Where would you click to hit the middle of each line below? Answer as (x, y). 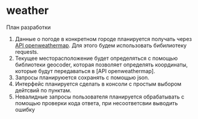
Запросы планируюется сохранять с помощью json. (82, 77)
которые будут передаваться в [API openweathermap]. (85, 71)
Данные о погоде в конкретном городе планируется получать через (103, 39)
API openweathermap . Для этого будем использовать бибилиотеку (101, 45)
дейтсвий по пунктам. (43, 90)
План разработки (29, 27)
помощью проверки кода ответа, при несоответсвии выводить (96, 103)
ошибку (25, 109)
